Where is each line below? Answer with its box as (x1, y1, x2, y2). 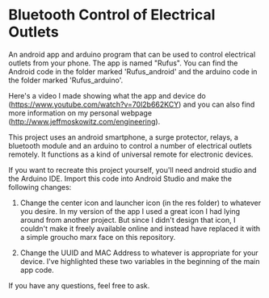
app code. (19, 265, 54, 275)
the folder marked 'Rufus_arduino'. (8, 75, 124, 85)
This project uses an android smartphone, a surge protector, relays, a (8, 132, 238, 142)
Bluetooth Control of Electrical (8, 6, 216, 24)
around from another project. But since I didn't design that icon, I (19, 215, 236, 225)
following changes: (8, 182, 72, 191)
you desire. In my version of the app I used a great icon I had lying (19, 206, 241, 216)
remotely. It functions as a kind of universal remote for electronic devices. (8, 149, 254, 159)
